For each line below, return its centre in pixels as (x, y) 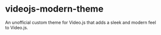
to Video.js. (17, 27)
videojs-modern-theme (54, 9)
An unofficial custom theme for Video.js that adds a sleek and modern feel (81, 22)
